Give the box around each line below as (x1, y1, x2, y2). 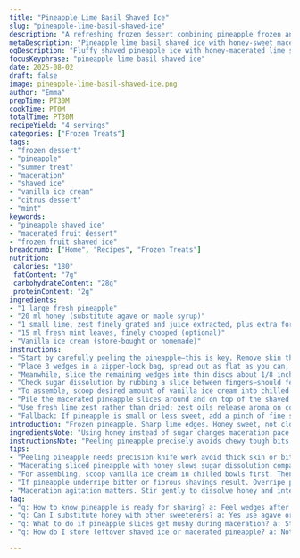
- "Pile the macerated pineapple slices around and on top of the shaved (9, 395, 290, 404)
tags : (9, 137, 29, 146)
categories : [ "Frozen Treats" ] (9, 129, 126, 138)
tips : (9, 445, 29, 454)
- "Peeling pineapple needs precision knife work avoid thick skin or (9, 453, 278, 462)
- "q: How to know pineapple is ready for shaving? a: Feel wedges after (9, 503, 290, 512)
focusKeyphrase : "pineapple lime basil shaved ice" (9, 54, 205, 63)
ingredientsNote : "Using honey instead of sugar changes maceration (9, 428, 270, 437)
